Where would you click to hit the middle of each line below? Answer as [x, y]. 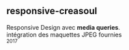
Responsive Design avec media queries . [63, 27]
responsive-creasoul [52, 11]
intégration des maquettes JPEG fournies [64, 34]
